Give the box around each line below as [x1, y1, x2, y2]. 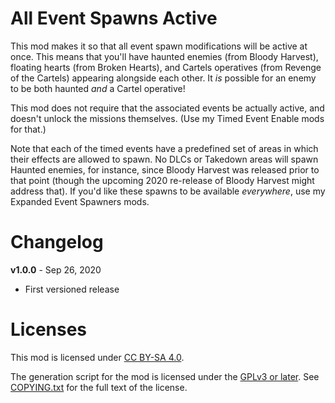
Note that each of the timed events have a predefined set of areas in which [10, 142, 319, 154]
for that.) [10, 123, 47, 135]
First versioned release [24, 283, 120, 295]
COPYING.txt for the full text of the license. [10, 381, 188, 393]
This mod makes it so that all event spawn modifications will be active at [10, 40, 308, 52]
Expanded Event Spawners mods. [10, 195, 150, 207]
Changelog [10, 231, 104, 254]
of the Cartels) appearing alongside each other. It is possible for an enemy [10, 72, 317, 84]
